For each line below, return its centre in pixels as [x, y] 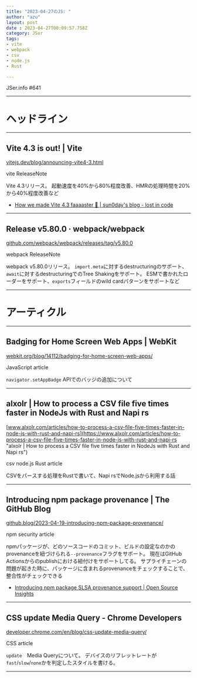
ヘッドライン [37, 119]
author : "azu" [23, 17]
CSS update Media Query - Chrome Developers [94, 618]
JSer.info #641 [23, 88]
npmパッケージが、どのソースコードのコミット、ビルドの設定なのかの [91, 547]
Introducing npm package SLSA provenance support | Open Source [96, 588]
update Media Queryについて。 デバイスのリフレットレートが [81, 656]
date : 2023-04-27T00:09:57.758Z [47, 28]
